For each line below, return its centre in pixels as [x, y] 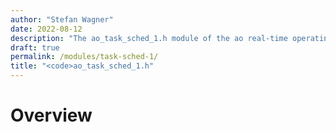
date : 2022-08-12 [46, 29]
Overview [51, 115]
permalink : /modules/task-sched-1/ [84, 57]
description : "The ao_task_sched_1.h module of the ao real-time [149, 38]
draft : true [35, 47]
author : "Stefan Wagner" [62, 19]
